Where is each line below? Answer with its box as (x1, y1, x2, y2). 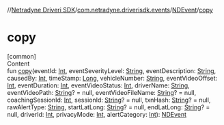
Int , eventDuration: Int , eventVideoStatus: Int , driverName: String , (7, 81, 190, 89)
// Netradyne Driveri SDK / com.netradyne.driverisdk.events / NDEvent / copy (7, 6, 213, 14)
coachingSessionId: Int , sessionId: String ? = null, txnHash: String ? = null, (7, 96, 211, 104)
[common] (7, 52, 36, 60)
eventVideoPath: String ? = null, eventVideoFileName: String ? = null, (7, 88, 197, 96)
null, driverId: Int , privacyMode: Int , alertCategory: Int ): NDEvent (7, 110, 186, 118)
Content (7, 59, 30, 68)
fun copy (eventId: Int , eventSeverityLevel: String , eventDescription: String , (7, 66, 216, 74)
